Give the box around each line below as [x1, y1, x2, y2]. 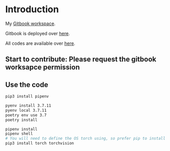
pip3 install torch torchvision [5, 141, 74, 146]
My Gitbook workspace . [5, 20, 56, 27]
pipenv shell [5, 131, 33, 136]
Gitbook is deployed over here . [5, 30, 70, 36]
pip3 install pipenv [5, 94, 50, 99]
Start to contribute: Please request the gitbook [5, 55, 157, 64]
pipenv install [5, 127, 38, 132]
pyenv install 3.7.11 [5, 103, 52, 108]
